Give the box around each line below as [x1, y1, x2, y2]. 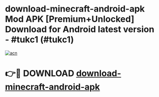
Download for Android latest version [5, 24, 155, 35]
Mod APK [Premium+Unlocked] [5, 14, 135, 25]
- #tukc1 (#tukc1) [5, 34, 74, 45]
